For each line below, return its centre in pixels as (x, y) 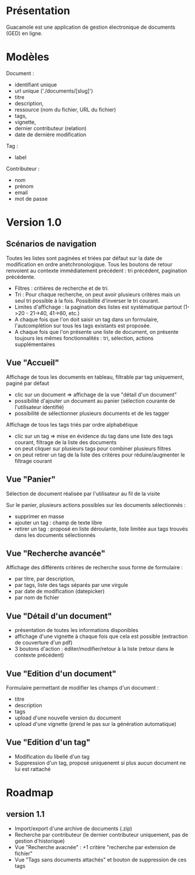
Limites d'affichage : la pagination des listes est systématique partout (98, 307)
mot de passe (31, 198)
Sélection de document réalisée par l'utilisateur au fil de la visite (83, 494)
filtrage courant (33, 461)
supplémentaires (35, 344)
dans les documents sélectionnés (55, 535)
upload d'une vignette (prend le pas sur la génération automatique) (95, 724)
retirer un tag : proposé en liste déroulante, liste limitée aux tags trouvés (101, 529)
